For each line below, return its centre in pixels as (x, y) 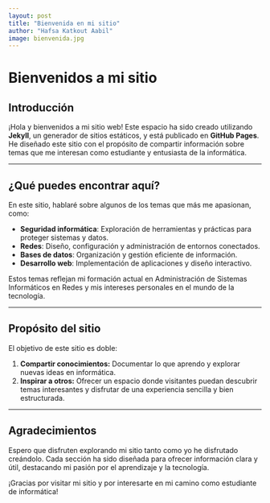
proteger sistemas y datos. (64, 237)
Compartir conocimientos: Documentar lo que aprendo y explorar (130, 364)
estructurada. (42, 398)
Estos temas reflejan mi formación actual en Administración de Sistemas (128, 279)
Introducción (41, 107)
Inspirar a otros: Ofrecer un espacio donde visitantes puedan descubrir (139, 381)
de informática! (33, 491)
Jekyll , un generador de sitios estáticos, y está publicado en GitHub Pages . (134, 136)
